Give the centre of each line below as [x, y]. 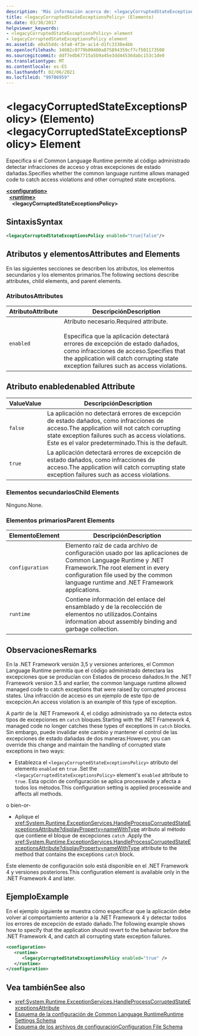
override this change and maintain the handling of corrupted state [86, 745]
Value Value [25, 403]
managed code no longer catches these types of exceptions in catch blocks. [99, 726]
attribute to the [159, 848]
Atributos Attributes [35, 296]
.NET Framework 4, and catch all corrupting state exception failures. [89, 936]
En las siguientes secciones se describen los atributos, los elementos [90, 268]
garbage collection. [92, 629]
